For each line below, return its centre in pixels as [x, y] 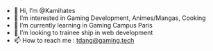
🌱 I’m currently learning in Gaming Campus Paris [83, 25]
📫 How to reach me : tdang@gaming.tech [74, 40]
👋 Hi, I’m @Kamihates [44, 11]
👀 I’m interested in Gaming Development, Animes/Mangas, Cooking [110, 18]
